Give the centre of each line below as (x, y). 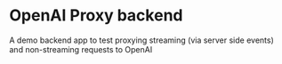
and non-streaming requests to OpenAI (81, 49)
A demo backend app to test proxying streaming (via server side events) (141, 40)
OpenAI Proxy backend (96, 16)
